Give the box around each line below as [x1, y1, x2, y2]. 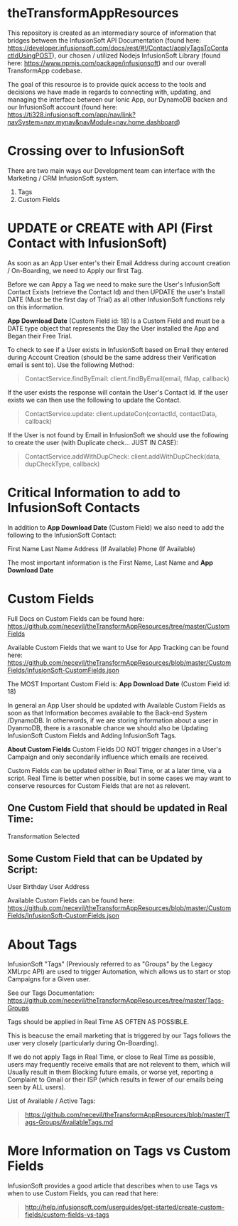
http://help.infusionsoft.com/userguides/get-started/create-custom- [24, 1203, 225, 1212]
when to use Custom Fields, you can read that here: [7, 1189, 158, 1198]
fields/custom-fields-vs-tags [24, 1210, 109, 1219]
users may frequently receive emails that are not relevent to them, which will [7, 1060, 231, 1069]
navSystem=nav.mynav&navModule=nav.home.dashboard [7, 117, 178, 126]
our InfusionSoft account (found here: [7, 102, 118, 111]
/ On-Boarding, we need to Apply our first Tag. [7, 266, 144, 274]
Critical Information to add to [7, 485, 181, 501]
